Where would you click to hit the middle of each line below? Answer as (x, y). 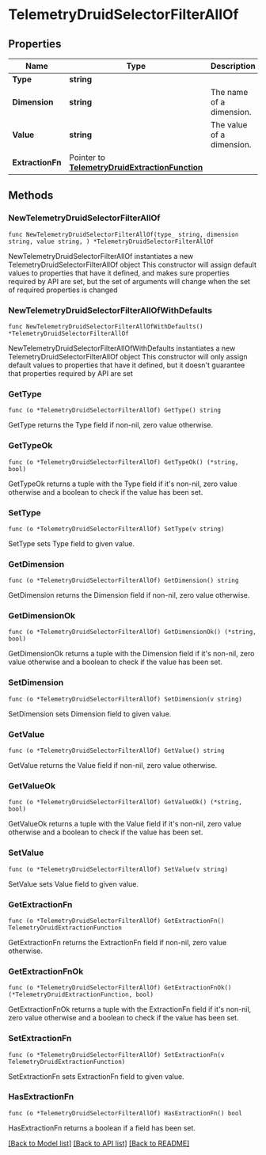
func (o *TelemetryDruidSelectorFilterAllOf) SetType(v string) (116, 529)
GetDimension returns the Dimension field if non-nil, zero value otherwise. (129, 595)
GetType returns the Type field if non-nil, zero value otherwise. (111, 425)
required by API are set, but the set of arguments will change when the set (129, 281)
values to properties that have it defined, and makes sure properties (119, 273)
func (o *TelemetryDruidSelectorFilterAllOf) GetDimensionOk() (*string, (133, 632)
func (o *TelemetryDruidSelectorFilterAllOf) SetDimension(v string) (125, 699)
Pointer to (87, 158)
